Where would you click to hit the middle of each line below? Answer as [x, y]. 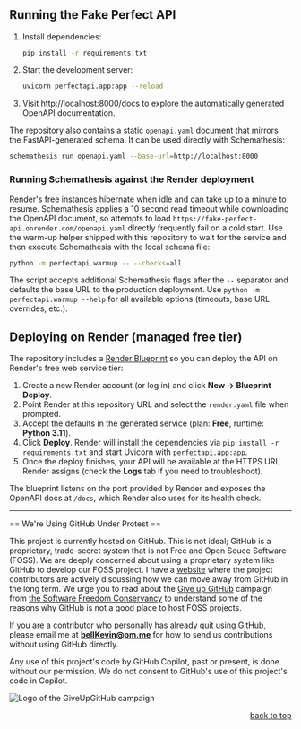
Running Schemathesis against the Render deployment [132, 179]
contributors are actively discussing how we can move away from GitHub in [149, 579]
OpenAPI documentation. [69, 113]
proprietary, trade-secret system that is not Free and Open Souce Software [148, 551]
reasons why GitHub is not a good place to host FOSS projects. [125, 608]
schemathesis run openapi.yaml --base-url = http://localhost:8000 [133, 156]
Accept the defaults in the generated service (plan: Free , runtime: [143, 423]
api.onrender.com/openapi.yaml [68, 228]
